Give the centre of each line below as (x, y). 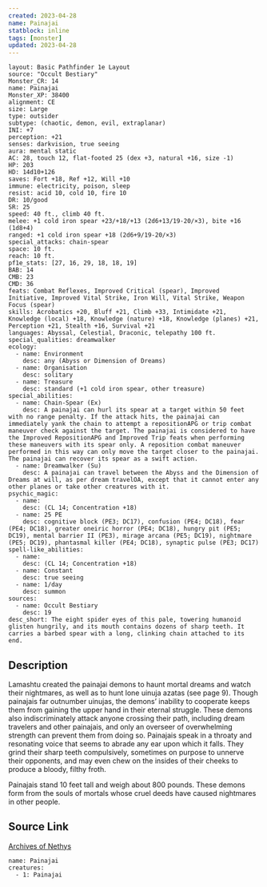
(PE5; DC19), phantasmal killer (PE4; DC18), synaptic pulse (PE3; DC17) (134, 543)
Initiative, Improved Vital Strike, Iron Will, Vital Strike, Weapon (127, 298)
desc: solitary (48, 375)
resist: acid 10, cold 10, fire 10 (68, 193)
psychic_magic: (34, 494)
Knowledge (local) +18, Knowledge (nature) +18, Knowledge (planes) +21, (134, 319)
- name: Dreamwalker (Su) (59, 466)
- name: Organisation (52, 368)
